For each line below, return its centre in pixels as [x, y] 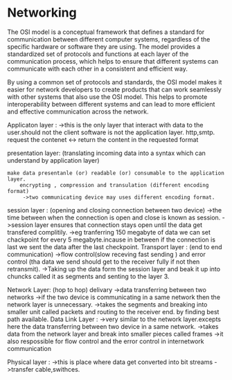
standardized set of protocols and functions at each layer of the [98, 54]
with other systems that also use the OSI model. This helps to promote [107, 97]
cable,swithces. [57, 369]
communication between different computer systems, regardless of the [109, 39]
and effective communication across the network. [78, 111]
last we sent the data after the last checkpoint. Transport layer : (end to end [115, 246]
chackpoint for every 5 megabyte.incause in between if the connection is [111, 239]
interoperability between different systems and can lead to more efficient [111, 104]
